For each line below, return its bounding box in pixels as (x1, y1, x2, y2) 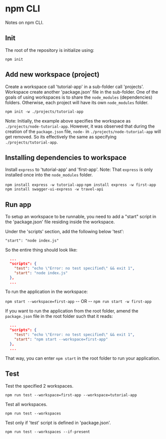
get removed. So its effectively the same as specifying (5, 134, 117, 140)
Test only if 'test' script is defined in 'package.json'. (5, 420, 111, 426)
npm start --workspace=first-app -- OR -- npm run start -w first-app (5, 298, 152, 304)
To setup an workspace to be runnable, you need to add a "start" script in (5, 214, 157, 220)
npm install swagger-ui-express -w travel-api (5, 187, 104, 192)
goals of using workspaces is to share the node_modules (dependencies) (5, 94, 153, 100)
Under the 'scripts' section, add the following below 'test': (5, 229, 124, 235)
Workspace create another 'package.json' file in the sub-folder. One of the (5, 89, 159, 95)
